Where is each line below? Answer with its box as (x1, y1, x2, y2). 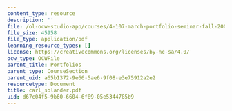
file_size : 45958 (7, 29, 57, 37)
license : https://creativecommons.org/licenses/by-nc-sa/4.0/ (7, 49, 190, 56)
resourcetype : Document (7, 81, 76, 88)
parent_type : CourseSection (7, 68, 88, 74)
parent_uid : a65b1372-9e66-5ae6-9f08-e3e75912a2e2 (7, 74, 156, 81)
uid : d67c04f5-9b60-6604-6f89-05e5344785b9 (7, 94, 135, 101)
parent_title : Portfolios (7, 61, 81, 68)
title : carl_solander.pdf (7, 87, 81, 94)
